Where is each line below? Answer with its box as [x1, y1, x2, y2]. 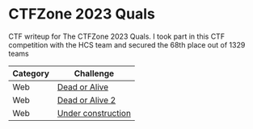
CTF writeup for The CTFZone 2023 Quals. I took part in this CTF [8, 31, 225, 41]
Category [12, 68, 50, 79]
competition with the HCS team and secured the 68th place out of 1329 [8, 40, 246, 49]
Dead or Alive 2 [57, 94, 116, 106]
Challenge [74, 68, 115, 79]
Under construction [57, 107, 132, 119]
